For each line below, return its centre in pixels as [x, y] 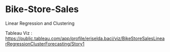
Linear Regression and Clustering [40, 23]
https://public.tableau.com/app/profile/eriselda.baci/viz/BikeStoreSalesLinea [85, 38]
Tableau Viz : [19, 33]
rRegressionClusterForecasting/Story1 [45, 43]
